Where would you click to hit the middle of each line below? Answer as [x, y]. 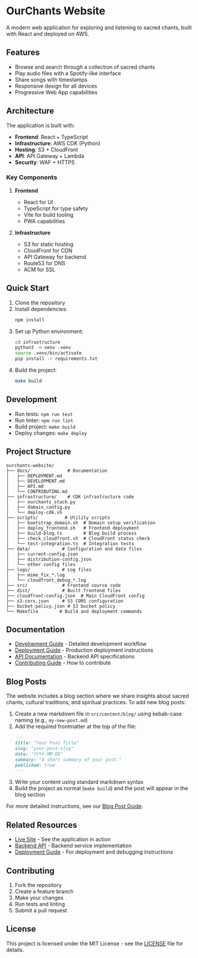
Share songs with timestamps [51, 79]
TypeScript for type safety [56, 208]
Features [23, 53]
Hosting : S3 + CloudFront [46, 150]
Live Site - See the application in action [63, 839]
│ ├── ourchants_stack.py [41, 502]
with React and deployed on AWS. [48, 33]
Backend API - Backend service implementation [73, 846]
